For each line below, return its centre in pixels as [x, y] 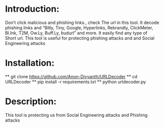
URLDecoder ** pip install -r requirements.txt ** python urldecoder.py [75, 82]
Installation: [30, 63]
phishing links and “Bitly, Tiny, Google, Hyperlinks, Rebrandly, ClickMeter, [79, 27]
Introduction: [32, 9]
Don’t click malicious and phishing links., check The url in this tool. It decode [82, 22]
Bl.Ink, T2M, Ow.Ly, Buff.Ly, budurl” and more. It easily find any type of [76, 33]
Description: [31, 102]
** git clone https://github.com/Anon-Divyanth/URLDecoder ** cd [71, 76]
